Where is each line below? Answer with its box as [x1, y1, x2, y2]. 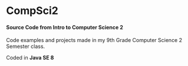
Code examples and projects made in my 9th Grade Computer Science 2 [6, 37, 183, 44]
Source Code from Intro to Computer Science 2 [6, 23, 124, 30]
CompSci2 [6, 4, 59, 18]
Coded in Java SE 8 [6, 54, 54, 61]
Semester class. [6, 43, 45, 50]
